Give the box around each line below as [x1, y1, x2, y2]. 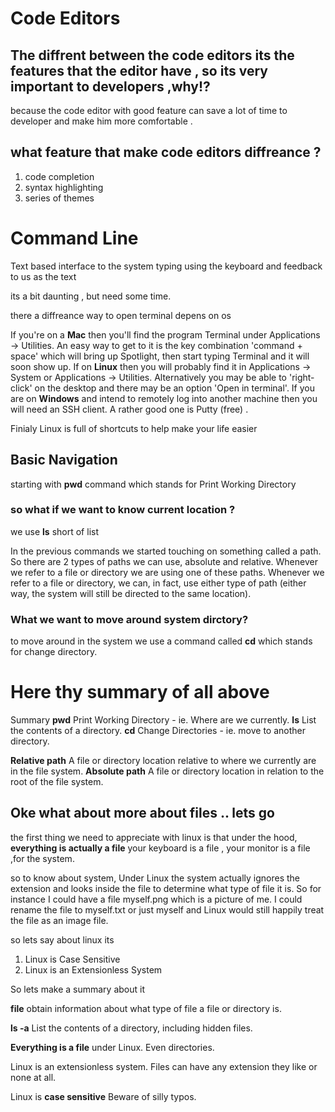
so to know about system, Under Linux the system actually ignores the [10, 872, 301, 884]
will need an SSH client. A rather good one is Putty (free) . [10, 403, 249, 415]
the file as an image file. [10, 914, 109, 926]
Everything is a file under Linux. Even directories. [10, 1041, 215, 1053]
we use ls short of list [10, 525, 99, 537]
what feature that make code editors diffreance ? [10, 144, 322, 161]
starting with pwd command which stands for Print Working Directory [10, 478, 297, 490]
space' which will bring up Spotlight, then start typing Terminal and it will [10, 350, 310, 362]
